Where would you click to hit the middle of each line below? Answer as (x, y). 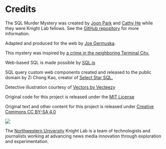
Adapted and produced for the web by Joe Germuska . (60, 43)
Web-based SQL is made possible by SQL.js (50, 62)
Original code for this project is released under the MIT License (70, 97)
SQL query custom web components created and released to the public (78, 72)
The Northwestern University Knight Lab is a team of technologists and (78, 131)
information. (18, 33)
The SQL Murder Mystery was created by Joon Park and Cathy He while (79, 23)
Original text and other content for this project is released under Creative (80, 106)
